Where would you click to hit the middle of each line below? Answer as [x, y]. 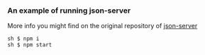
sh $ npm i [23, 39]
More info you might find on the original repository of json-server [102, 26]
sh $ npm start [30, 45]
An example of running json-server [69, 11]
